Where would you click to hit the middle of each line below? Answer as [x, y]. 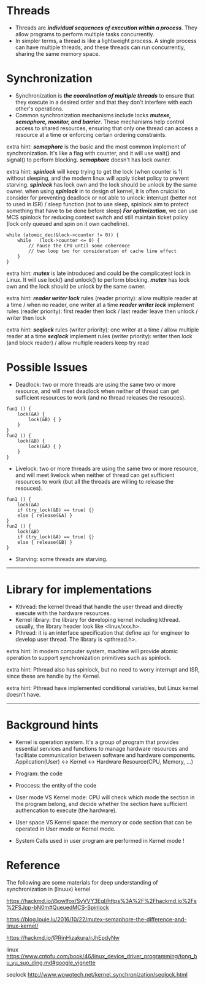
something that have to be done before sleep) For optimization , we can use [102, 211]
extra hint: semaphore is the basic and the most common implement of [96, 146]
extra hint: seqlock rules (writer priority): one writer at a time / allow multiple [103, 330]
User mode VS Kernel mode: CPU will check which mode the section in [105, 797]
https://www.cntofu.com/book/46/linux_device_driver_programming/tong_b [102, 956]
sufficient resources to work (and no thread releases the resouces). [100, 397]
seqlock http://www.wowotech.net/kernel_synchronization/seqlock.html [97, 974]
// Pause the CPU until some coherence [79, 246]
